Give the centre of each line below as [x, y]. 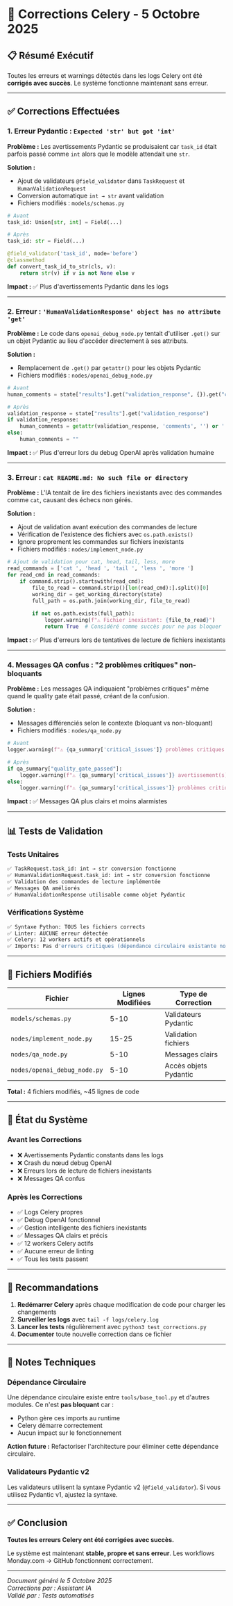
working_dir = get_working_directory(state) [97, 594]
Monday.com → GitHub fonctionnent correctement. [80, 1560]
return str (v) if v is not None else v [77, 273]
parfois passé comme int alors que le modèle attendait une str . [99, 154]
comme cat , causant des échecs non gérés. [70, 500]
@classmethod [26, 260]
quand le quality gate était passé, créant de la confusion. [88, 696]
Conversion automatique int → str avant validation [90, 195]
